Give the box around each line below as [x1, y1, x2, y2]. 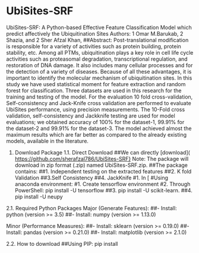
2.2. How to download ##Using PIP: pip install [6, 240, 118, 247]
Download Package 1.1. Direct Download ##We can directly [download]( [14, 148, 190, 156]
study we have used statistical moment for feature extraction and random [6, 80, 186, 87]
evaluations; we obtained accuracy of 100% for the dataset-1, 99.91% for [6, 118, 185, 125]
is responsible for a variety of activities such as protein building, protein [6, 43, 181, 50]
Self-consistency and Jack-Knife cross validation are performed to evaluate [6, 99, 191, 106]
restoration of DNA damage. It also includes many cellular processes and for [6, 61, 193, 69]
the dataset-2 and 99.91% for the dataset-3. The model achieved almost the [6, 125, 192, 132]
